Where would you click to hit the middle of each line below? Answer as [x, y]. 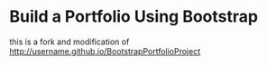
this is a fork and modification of [69, 42]
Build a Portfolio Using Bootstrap [134, 17]
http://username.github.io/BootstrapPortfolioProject [105, 51]
